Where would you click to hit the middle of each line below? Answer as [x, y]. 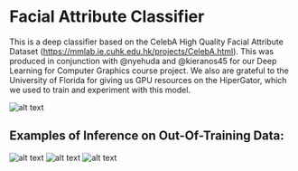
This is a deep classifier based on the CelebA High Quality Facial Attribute [147, 42]
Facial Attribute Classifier [107, 17]
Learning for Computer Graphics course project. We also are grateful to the [149, 71]
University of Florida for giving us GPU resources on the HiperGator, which [148, 80]
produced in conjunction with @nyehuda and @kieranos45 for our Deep [143, 61]
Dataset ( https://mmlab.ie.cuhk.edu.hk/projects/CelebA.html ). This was [141, 51]
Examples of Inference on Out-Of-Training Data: [147, 136]
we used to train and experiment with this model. [100, 90]
